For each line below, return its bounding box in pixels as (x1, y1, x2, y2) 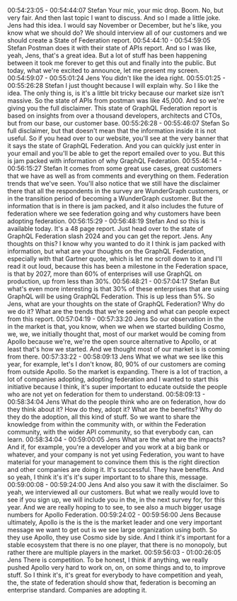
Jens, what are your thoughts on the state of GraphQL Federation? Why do (7, 300, 225, 308)
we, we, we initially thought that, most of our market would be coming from (7, 330, 226, 338)
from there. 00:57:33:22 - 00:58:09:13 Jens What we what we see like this (7, 352, 224, 361)
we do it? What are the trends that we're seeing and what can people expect (7, 308, 230, 315)
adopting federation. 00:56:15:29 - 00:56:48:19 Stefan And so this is (7, 217, 206, 225)
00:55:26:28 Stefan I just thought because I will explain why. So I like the (7, 82, 219, 89)
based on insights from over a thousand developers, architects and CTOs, (7, 111, 223, 120)
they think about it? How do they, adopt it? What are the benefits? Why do (7, 405, 222, 413)
